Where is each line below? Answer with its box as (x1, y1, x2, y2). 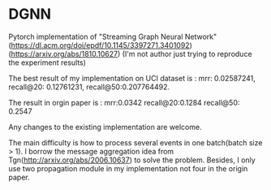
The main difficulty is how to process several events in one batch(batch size (8, 137, 263, 147)
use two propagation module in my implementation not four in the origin (8, 163, 248, 173)
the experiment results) (8, 58, 87, 67)
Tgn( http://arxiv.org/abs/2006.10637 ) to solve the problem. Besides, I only (8, 155, 256, 165)
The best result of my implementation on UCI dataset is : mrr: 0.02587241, (8, 73, 256, 83)
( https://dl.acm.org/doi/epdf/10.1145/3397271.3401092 (8, 40, 190, 50)
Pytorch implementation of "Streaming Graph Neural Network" (8, 32, 217, 41)
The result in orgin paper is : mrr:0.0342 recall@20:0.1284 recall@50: (8, 97, 240, 107)
